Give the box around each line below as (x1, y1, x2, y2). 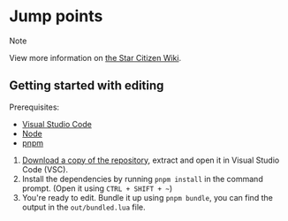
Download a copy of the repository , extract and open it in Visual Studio (21, 155, 280, 165)
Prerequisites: (9, 102, 60, 112)
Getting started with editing (9, 78, 164, 94)
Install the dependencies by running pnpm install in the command (21, 173, 263, 184)
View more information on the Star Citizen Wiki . (9, 52, 182, 63)
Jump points (9, 6, 103, 27)
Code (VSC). (21, 164, 69, 174)
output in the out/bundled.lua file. (21, 202, 146, 212)
